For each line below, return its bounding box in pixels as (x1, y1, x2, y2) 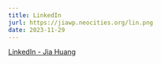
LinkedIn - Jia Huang (8, 48, 77, 57)
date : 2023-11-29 (8, 26, 66, 34)
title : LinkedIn (8, 11, 62, 20)
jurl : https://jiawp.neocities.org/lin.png (8, 19, 154, 27)
